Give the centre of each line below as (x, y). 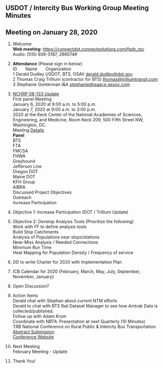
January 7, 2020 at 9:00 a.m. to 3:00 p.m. (54, 110)
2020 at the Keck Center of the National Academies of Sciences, (77, 115)
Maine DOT (24, 177)
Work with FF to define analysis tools (50, 227)
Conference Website (33, 337)
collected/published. (33, 311)
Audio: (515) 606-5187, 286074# (45, 54)
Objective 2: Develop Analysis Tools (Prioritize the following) (73, 222)
